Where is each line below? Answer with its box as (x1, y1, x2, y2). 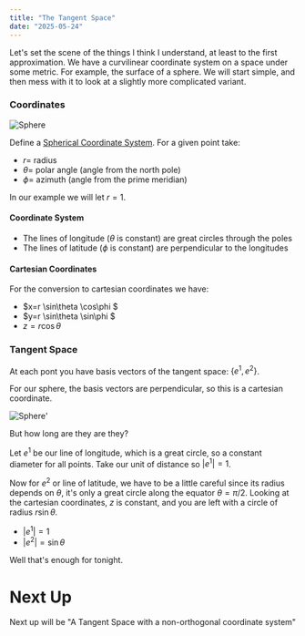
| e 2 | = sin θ (22, 535, 66, 548)
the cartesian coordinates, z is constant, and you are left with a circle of (9, 498, 279, 508)
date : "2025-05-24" (9, 22, 84, 31)
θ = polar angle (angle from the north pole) (22, 164, 181, 175)
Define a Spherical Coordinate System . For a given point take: (9, 137, 241, 148)
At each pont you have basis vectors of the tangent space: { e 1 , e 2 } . (9, 364, 259, 376)
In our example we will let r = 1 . (9, 191, 127, 202)
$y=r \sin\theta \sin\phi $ (22, 311, 116, 322)
